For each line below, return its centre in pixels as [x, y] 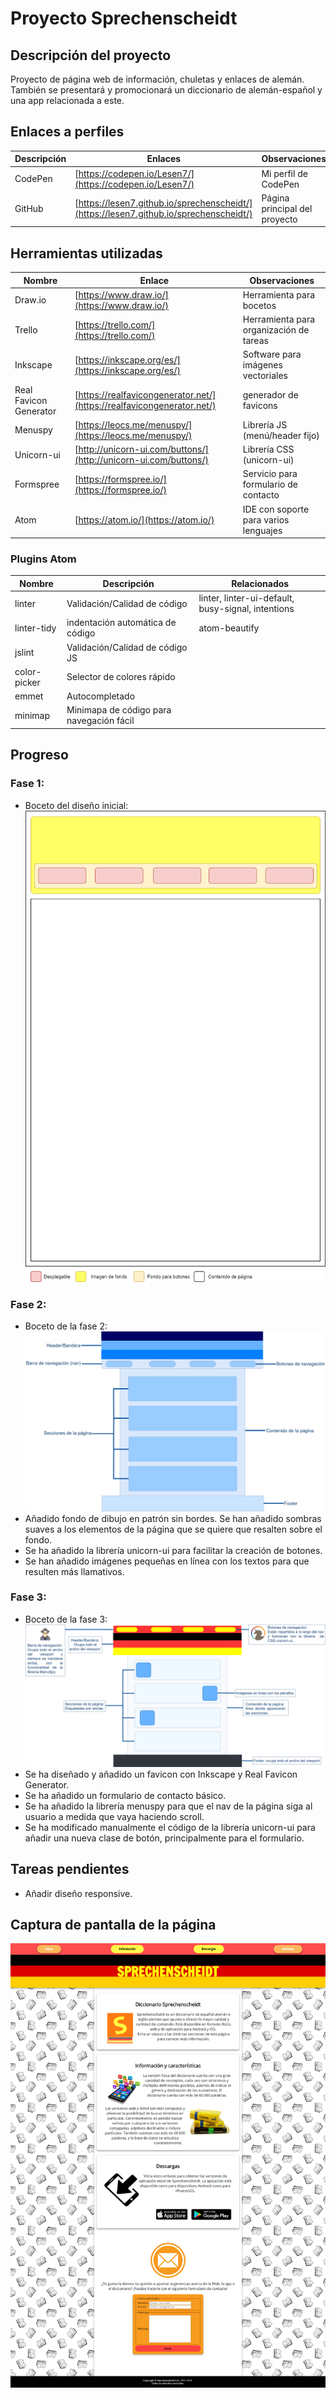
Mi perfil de [284, 173]
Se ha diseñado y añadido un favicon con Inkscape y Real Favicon [161, 1774]
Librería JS [265, 424]
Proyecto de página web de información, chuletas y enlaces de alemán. [157, 79]
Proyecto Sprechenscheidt [124, 18]
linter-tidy [35, 628]
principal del [287, 208]
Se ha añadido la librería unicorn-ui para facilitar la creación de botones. [173, 1550]
